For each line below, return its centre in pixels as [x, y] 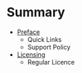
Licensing [31, 55]
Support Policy [49, 47]
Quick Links [45, 39]
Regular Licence [51, 62]
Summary [36, 12]
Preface [28, 32]
